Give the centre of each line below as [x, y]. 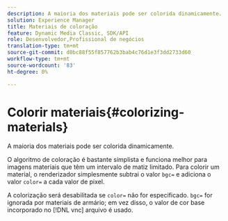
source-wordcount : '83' [42, 65]
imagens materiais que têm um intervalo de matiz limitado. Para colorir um [114, 167]
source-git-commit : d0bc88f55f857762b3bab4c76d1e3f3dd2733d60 [99, 53]
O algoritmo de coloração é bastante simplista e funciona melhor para [107, 160]
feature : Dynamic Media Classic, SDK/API [68, 33]
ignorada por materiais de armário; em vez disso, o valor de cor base [106, 203]
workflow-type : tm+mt [39, 59]
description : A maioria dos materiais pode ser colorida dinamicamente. [115, 14]
